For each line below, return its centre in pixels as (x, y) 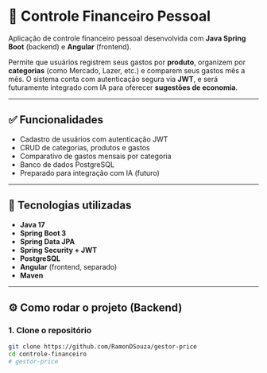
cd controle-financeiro (48, 354)
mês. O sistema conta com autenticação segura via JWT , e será (113, 79)
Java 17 (32, 224)
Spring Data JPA (47, 241)
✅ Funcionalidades (56, 120)
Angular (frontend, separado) (68, 266)
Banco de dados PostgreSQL (67, 164)
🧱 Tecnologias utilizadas (70, 206)
